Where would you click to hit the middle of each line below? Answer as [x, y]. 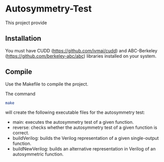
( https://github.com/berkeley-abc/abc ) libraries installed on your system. [81, 56]
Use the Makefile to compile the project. [47, 84]
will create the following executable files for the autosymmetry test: [75, 112]
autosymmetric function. [38, 154]
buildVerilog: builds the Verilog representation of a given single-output [86, 138]
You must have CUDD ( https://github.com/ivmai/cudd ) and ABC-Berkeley [81, 50]
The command [20, 94]
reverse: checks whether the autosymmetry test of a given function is [85, 128]
